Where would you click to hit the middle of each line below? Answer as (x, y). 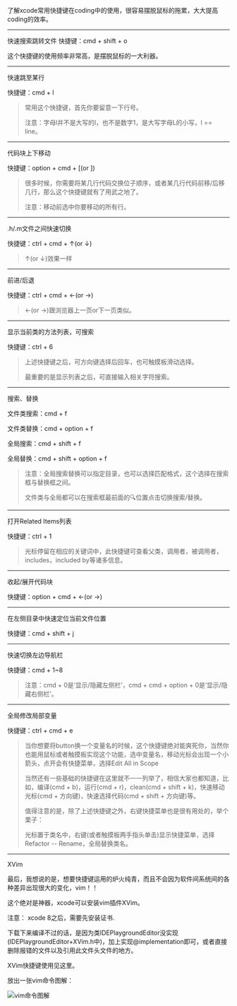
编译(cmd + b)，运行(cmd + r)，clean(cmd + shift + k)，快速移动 (131, 787)
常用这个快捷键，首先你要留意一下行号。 (83, 107)
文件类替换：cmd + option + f (50, 428)
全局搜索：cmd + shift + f (44, 443)
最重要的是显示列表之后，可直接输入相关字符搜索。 (99, 377)
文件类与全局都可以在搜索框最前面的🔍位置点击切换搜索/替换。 (115, 497)
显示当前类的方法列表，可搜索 (50, 332)
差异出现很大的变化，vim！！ (56, 888)
